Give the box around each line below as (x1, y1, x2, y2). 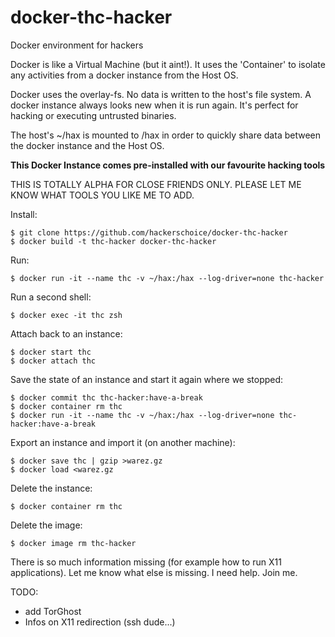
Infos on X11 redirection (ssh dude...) (24, 616, 176, 628)
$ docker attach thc (10, 356, 97, 366)
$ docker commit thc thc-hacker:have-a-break (10, 392, 203, 403)
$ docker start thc (10, 347, 92, 357)
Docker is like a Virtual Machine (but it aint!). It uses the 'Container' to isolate (10, 58, 326, 70)
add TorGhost (24, 605, 82, 617)
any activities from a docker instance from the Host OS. (10, 69, 239, 81)
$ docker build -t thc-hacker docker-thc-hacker (10, 236, 217, 246)
